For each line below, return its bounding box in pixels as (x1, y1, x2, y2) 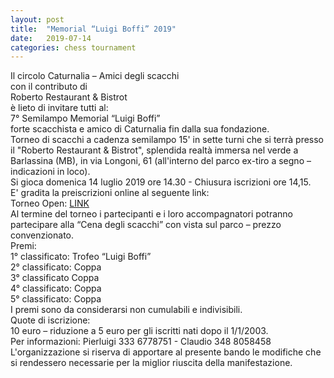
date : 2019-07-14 (10, 33, 92, 43)
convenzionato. (10, 229, 75, 241)
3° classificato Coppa (10, 272, 100, 284)
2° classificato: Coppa (10, 261, 102, 273)
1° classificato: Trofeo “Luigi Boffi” (10, 251, 152, 263)
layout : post (10, 14, 65, 25)
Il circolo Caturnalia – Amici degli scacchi (10, 70, 180, 82)
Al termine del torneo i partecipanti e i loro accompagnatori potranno (10, 208, 293, 220)
